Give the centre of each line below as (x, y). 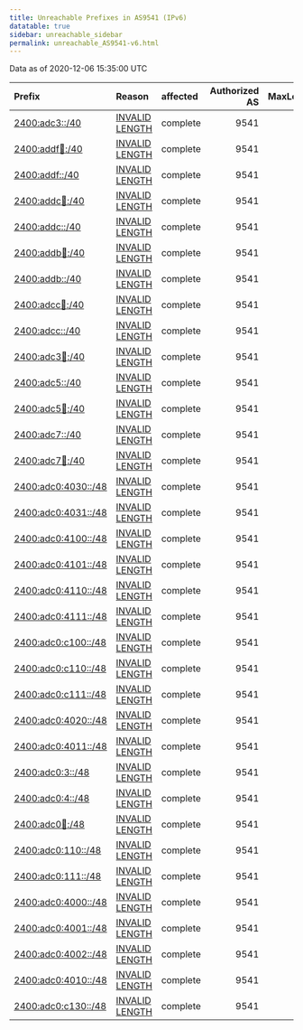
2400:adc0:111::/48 (58, 876)
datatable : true (40, 26)
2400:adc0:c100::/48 (60, 642)
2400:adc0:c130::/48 (60, 1007)
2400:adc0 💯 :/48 (50, 825)
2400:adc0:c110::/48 (60, 669)
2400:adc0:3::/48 (52, 772)
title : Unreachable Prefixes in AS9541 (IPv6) (98, 18)
